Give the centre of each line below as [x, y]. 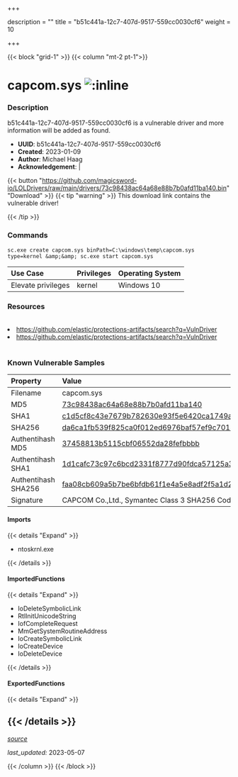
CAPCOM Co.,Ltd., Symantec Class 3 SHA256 [139, 501]
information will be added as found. [59, 130]
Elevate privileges [40, 285]
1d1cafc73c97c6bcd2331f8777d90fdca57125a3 [148, 464]
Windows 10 [139, 285]
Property [26, 381]
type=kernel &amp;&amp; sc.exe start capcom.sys [80, 256]
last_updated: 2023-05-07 [46, 752]
